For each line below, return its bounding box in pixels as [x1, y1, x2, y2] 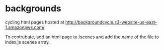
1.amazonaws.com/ [5, 24, 45, 30]
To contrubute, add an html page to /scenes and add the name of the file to [5, 34, 159, 40]
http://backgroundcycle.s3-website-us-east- [65, 19, 158, 25]
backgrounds [5, 3, 62, 14]
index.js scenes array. [5, 39, 50, 45]
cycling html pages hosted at [5, 19, 65, 25]
